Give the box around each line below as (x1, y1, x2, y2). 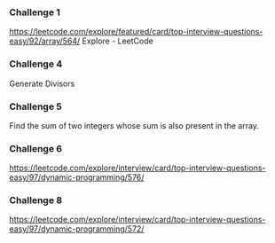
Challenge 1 (9, 6, 60, 19)
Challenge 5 (9, 100, 62, 113)
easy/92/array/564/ (9, 35, 81, 46)
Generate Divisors (9, 78, 75, 89)
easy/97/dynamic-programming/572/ (9, 223, 145, 234)
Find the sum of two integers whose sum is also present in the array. (9, 120, 260, 130)
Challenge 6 (9, 142, 63, 154)
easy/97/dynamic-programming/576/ (9, 172, 145, 183)
